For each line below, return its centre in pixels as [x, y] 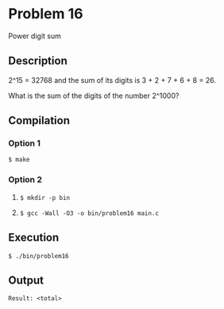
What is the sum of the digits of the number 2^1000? [94, 96]
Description [38, 61]
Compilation [39, 121]
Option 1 [25, 143]
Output [26, 280]
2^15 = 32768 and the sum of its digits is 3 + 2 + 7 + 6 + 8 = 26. [112, 80]
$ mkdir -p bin [45, 198]
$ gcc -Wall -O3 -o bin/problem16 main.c [89, 213]
